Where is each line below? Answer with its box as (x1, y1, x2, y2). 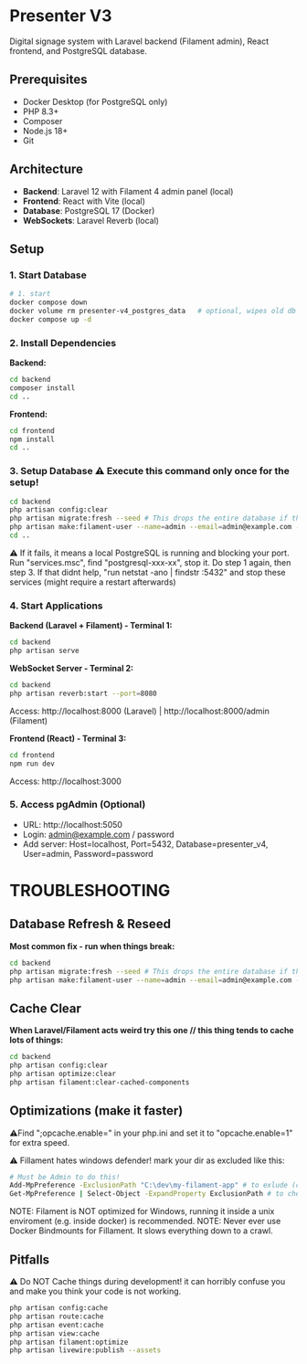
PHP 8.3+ (22, 106, 59, 117)
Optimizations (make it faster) (9, 1103, 184, 1119)
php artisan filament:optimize (9, 1338, 129, 1347)
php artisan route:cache (9, 1312, 104, 1321)
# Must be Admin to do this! (9, 1172, 121, 1181)
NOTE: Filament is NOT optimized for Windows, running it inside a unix (9, 1206, 275, 1217)
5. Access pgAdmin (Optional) (9, 798, 146, 811)
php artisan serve (9, 646, 79, 656)
